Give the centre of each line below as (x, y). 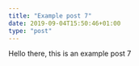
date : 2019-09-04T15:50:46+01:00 (65, 23)
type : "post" (30, 31)
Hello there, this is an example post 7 (70, 54)
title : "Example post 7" (50, 16)
